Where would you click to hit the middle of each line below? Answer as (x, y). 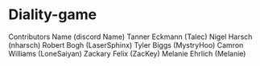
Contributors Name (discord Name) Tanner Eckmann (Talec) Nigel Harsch (130, 37)
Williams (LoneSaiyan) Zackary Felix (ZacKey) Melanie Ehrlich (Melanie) (127, 53)
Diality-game (53, 15)
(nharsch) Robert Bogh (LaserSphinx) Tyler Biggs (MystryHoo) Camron (126, 45)
